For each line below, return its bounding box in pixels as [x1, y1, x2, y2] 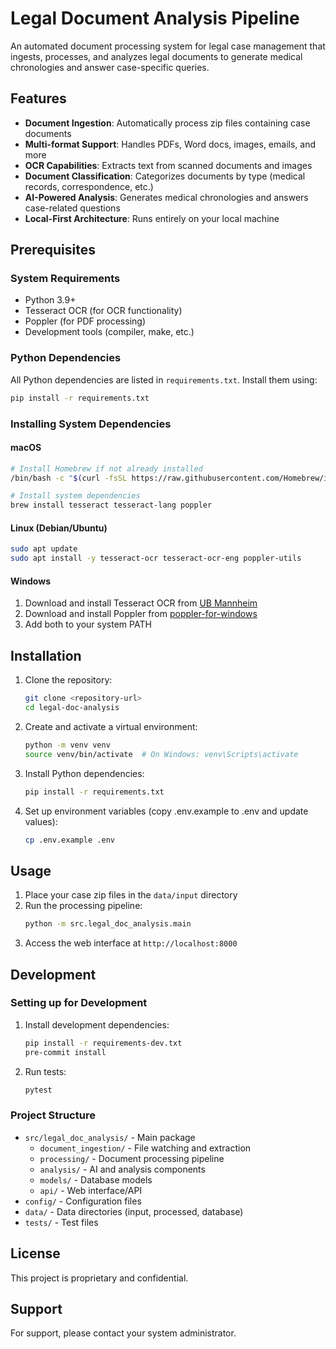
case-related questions [24, 202, 121, 214]
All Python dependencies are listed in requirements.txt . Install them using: [10, 373, 318, 386]
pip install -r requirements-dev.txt [24, 1038, 183, 1048]
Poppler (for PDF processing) [24, 315, 146, 327]
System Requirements [10, 272, 121, 286]
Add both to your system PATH [24, 618, 152, 631]
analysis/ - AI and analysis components [39, 1163, 206, 1175]
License [10, 1245, 61, 1262]
